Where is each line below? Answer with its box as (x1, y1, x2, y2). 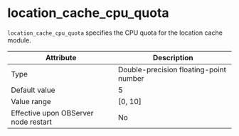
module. (7, 35, 32, 44)
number (117, 73, 144, 83)
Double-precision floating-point (117, 64, 226, 74)
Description (152, 52, 193, 62)
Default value (11, 85, 55, 95)
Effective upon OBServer (11, 108, 94, 118)
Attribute (45, 52, 77, 62)
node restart (11, 117, 52, 127)
